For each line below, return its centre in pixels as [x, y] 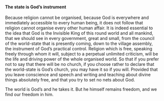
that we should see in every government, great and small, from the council [80, 39]
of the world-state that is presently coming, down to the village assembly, [79, 43]
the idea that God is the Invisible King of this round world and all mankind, [79, 33]
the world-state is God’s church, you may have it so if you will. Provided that [82, 70]
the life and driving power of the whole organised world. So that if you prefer [82, 59]
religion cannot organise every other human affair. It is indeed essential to [79, 28]
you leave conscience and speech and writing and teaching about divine [78, 75]
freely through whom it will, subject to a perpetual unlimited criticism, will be [82, 54]
